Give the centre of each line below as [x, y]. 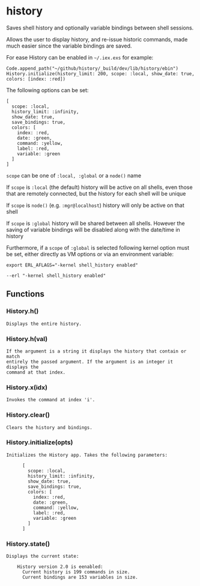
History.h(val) [27, 339]
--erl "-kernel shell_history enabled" [56, 276]
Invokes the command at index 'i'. [51, 400]
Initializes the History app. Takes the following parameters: [87, 455]
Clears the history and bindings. [50, 427]
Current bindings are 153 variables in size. [80, 578]
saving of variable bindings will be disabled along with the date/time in [93, 229]
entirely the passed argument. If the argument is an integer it [89, 362]
